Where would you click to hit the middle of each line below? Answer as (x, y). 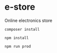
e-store (20, 7)
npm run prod (18, 46)
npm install (17, 38)
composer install (22, 29)
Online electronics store (28, 20)
